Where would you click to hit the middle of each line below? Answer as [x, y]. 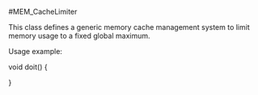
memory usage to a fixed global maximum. [80, 36]
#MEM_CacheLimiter [43, 12]
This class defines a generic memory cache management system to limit [129, 27]
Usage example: [36, 51]
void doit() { [28, 67]
